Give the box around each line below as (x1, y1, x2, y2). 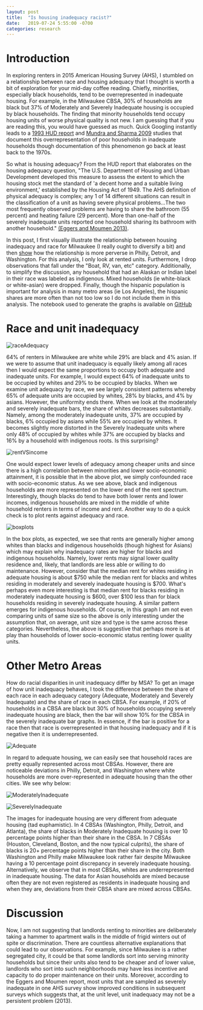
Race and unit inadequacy (6, 322, 140, 335)
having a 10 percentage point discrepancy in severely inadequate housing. (6, 859, 192, 867)
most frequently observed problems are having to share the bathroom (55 (6, 206, 190, 213)
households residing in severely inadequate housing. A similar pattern (6, 600, 180, 607)
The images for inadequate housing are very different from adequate (6, 815, 177, 822)
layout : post (6, 8, 39, 15)
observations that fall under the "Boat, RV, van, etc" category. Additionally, (6, 262, 192, 270)
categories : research (6, 25, 61, 32)
